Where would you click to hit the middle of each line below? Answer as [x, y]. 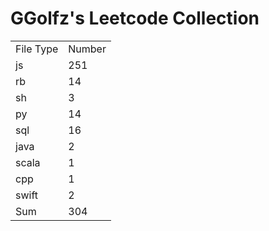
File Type [37, 49]
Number [87, 49]
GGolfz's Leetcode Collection [135, 18]
